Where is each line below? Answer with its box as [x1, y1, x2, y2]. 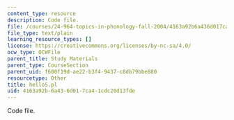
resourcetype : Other [7, 74, 68, 82]
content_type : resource [7, 10, 77, 17]
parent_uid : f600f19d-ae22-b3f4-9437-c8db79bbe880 [7, 68, 157, 75]
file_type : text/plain [7, 29, 73, 37]
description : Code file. [7, 17, 79, 24]
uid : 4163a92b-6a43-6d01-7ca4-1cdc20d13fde [7, 87, 136, 94]
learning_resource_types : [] [7, 36, 92, 43]
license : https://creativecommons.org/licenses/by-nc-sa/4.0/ [7, 42, 192, 49]
